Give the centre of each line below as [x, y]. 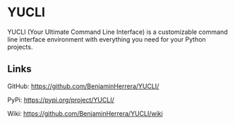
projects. [20, 47]
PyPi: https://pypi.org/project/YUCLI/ [61, 100]
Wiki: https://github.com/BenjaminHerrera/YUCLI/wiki [85, 113]
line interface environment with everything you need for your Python [107, 39]
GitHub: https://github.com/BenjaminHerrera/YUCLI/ [83, 86]
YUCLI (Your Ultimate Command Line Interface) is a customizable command [117, 32]
